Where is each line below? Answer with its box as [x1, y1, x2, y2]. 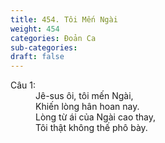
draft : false [10, 52, 65, 62]
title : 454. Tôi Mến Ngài [10, 14, 118, 25]
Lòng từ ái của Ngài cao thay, [35, 111, 157, 123]
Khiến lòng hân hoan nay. [35, 101, 140, 113]
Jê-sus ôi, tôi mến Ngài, [35, 90, 134, 102]
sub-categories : [10, 42, 78, 53]
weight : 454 [10, 24, 60, 34]
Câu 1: [10, 79, 37, 91]
